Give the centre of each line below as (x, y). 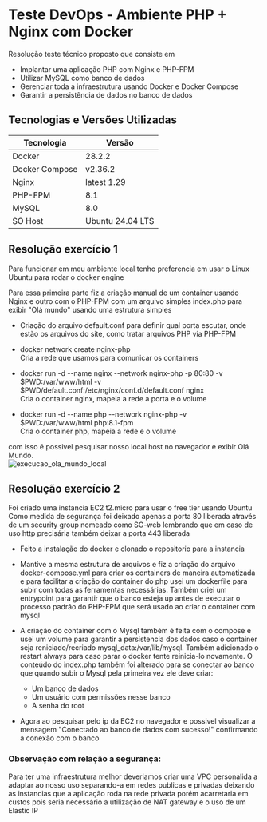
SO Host (28, 221)
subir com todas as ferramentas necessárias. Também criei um (123, 590)
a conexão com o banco (59, 738)
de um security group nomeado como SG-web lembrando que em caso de (131, 525)
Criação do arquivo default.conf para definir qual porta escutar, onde (133, 325)
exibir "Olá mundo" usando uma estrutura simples (90, 309)
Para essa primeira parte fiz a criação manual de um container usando (124, 293)
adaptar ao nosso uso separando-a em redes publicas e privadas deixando (132, 784)
